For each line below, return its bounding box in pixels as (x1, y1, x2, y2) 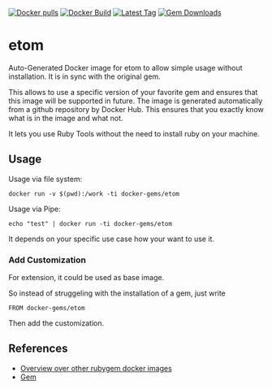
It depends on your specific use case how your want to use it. (8, 234, 215, 244)
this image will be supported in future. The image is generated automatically (8, 96, 263, 106)
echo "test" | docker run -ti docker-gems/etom (8, 219, 173, 227)
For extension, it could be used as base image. (8, 273, 165, 283)
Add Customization (8, 254, 87, 266)
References (8, 342, 68, 356)
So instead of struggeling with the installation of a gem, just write (8, 288, 226, 298)
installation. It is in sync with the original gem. (8, 71, 161, 81)
